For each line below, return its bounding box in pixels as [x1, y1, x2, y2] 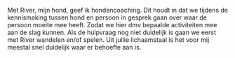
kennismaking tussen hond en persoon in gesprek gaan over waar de [7, 13, 207, 22]
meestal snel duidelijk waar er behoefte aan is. [7, 43, 142, 51]
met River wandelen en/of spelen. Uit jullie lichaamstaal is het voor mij [7, 36, 210, 44]
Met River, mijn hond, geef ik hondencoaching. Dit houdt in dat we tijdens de [7, 6, 229, 14]
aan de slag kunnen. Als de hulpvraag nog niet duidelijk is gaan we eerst [7, 28, 216, 36]
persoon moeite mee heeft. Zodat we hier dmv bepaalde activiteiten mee [7, 21, 217, 29]
